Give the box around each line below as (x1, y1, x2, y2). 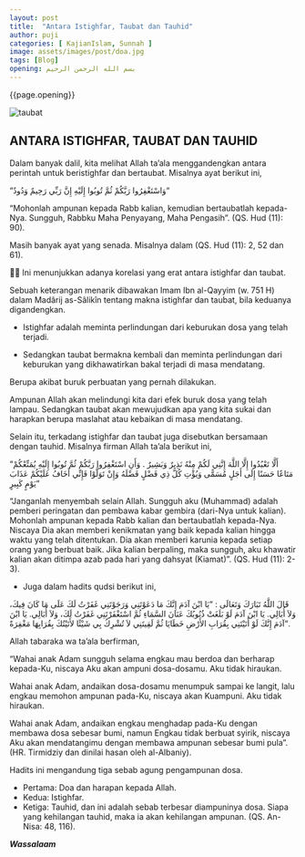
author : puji (9, 30, 59, 39)
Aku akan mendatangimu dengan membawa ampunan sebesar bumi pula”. (9, 737, 289, 748)
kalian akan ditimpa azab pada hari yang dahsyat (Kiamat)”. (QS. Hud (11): (9, 553, 285, 564)
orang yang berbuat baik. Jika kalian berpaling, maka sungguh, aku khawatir (9, 543, 296, 554)
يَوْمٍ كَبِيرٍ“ (9, 478, 40, 489)
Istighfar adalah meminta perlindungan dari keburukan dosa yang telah (22, 321, 289, 333)
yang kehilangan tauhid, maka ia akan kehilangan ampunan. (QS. (22, 811, 266, 821)
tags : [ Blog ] (9, 56, 59, 65)
